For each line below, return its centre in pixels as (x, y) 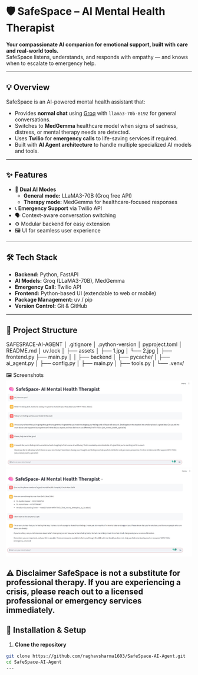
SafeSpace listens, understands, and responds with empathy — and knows (97, 57)
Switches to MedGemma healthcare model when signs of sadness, (96, 125)
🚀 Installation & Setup (46, 630)
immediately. (31, 610)
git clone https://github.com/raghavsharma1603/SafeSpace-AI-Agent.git (96, 656)
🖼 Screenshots (25, 375)
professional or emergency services (74, 601)
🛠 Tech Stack (32, 257)
